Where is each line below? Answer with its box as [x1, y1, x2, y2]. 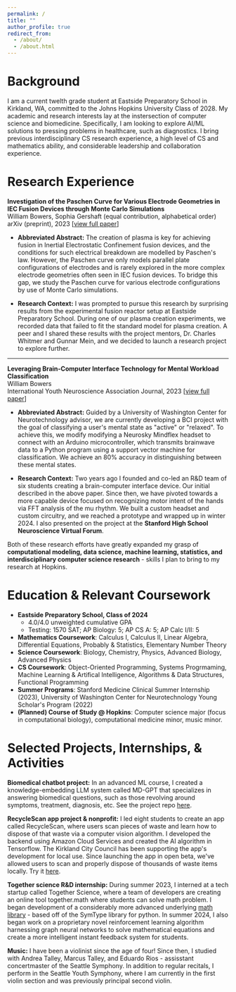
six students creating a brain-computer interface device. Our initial [17, 481, 211, 490]
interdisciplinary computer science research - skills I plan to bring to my [7, 554, 220, 564]
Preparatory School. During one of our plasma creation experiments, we [17, 314, 226, 323]
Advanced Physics [17, 655, 72, 664]
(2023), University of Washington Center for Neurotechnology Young [17, 693, 218, 701]
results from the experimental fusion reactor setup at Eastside [17, 306, 197, 315]
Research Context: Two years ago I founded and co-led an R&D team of [17, 473, 227, 483]
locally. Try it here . [7, 867, 61, 875]
